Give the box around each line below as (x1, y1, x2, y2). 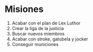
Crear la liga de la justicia (11, 25, 64, 31)
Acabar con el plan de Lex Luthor (11, 20, 81, 26)
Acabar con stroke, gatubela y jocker (11, 36, 88, 42)
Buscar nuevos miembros (11, 30, 65, 36)
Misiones (4, 3, 43, 15)
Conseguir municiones (11, 41, 58, 47)
